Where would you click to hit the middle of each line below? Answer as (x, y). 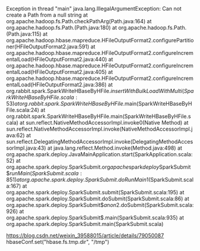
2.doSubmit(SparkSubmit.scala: (155, 205)
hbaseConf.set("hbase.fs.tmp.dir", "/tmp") (58, 242)
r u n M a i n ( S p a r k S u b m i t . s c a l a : (46, 173)
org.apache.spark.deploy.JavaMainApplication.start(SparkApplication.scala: (99, 154)
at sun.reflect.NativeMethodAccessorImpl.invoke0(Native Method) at (104, 123)
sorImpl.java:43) (26, 148)
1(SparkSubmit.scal (170, 179)
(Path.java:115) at (27, 34)
